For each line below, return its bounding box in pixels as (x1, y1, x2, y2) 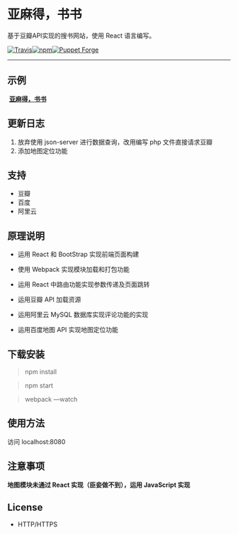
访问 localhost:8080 (7, 437, 66, 446)
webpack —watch (24, 395, 78, 403)
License (7, 502, 43, 514)
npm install (24, 368, 57, 376)
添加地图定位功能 (17, 146, 68, 155)
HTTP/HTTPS (17, 520, 58, 529)
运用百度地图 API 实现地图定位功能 (17, 326, 119, 334)
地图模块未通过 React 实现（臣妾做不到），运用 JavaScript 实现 (7, 480, 191, 489)
